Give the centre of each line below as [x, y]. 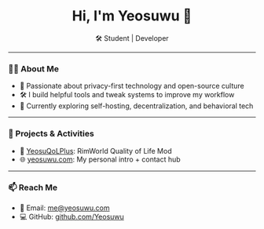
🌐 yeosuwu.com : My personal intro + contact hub [100, 159]
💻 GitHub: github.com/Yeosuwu [71, 216]
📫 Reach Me [33, 187]
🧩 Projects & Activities [51, 134]
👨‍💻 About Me [33, 68]
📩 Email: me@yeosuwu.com [64, 208]
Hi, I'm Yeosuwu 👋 [132, 16]
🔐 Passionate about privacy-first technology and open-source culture [132, 86]
